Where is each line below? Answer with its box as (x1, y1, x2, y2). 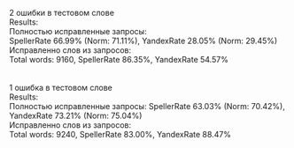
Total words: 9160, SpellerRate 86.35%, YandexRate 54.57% (9, 55, 228, 64)
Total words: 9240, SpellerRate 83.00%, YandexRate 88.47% (9, 129, 232, 139)
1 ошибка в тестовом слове (9, 83, 113, 92)
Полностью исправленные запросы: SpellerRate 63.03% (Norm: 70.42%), (9, 101, 285, 111)
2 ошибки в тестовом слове (9, 8, 115, 18)
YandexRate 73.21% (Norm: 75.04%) (9, 110, 143, 121)
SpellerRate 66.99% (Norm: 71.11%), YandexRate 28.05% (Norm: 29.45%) (9, 35, 278, 46)
